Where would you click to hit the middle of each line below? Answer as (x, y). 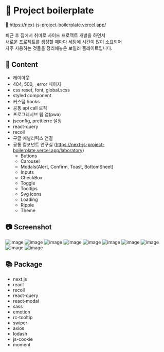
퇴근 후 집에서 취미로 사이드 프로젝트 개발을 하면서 (55, 35)
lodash (20, 334)
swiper (20, 323)
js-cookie (23, 339)
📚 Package (24, 264)
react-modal (26, 301)
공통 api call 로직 (30, 108)
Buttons (29, 156)
